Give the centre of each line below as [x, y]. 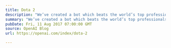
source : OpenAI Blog [27, 29]
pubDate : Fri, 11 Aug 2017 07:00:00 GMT [49, 24]
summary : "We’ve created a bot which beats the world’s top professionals [86, 19]
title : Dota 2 [20, 10]
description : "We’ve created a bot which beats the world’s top [75, 15]
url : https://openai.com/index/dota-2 [46, 33]
